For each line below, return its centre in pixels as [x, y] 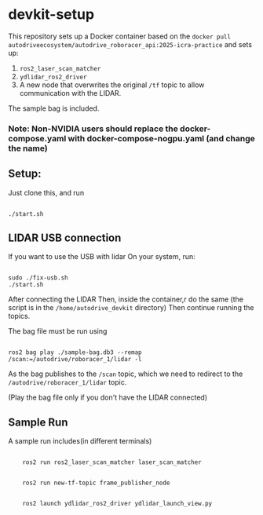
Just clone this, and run [46, 192]
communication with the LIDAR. [70, 93]
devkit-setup [51, 15]
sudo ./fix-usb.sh [38, 278]
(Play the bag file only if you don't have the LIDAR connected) [108, 397]
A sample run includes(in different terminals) [80, 441]
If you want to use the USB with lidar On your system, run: [102, 257]
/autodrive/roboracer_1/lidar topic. [68, 382]
